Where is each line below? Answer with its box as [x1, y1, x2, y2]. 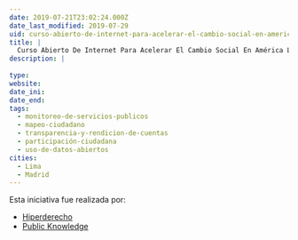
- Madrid [17, 170, 50, 179]
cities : [9, 153, 38, 163]
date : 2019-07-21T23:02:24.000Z [9, 12, 129, 22]
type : [9, 71, 29, 80]
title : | [9, 37, 42, 47]
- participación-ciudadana [17, 137, 117, 146]
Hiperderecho [21, 212, 73, 222]
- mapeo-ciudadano [17, 121, 86, 130]
